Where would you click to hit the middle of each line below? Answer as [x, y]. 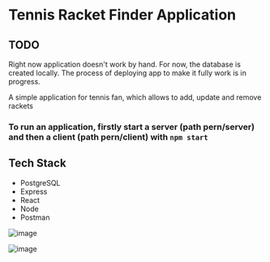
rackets [21, 106]
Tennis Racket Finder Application [122, 15]
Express [34, 191]
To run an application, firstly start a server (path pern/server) [132, 127]
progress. [24, 82]
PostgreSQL [40, 183]
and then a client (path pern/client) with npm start [108, 137]
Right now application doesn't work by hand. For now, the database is [125, 64]
